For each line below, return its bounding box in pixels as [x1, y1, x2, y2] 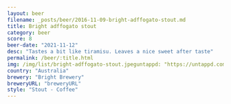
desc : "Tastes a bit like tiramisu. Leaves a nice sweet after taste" [7, 49, 214, 55]
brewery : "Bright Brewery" [7, 73, 85, 81]
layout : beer [7, 10, 45, 17]
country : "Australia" [7, 67, 69, 74]
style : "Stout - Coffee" [7, 86, 78, 93]
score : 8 [7, 36, 32, 42]
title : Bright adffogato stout [7, 23, 97, 29]
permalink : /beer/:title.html [7, 55, 94, 62]
